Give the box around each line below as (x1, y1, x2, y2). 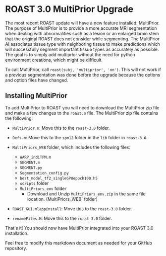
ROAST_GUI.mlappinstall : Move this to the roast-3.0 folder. (12, 205, 132, 212)
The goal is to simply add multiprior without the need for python (5, 51, 135, 58)
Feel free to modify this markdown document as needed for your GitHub (5, 240, 153, 246)
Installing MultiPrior (5, 91, 68, 100)
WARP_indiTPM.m (19, 155, 51, 160)
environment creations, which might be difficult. (5, 57, 103, 63)
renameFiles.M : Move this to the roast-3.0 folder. (12, 215, 112, 221)
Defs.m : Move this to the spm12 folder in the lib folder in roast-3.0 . (12, 134, 148, 140)
